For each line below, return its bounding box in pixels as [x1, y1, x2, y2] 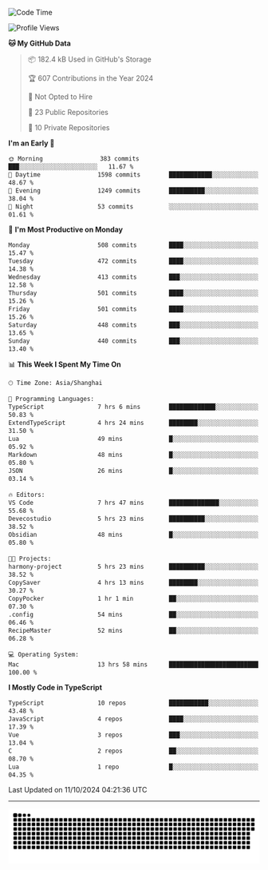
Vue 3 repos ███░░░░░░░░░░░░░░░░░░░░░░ [8, 731, 259, 739]
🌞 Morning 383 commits [8, 155, 140, 163]
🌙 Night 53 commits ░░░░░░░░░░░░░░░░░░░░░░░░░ [8, 203, 259, 211]
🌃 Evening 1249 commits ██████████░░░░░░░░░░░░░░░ [8, 187, 259, 195]
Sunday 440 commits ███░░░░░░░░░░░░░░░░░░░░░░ [8, 337, 259, 345]
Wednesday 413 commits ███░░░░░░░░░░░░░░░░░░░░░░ [8, 273, 259, 281]
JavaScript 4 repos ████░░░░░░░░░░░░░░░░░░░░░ [8, 715, 259, 723]
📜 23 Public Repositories [27, 108, 109, 117]
